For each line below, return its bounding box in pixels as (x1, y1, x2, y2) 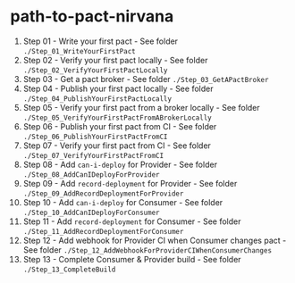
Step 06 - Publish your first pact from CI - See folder (22, 121, 217, 131)
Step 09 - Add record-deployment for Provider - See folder (22, 178, 238, 188)
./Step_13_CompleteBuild (22, 265, 116, 274)
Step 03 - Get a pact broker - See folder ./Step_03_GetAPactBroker (22, 73, 269, 84)
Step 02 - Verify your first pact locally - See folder (22, 54, 208, 65)
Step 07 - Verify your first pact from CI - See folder (22, 140, 211, 151)
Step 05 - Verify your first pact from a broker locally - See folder (22, 102, 260, 112)
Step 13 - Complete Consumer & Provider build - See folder (22, 254, 241, 264)
